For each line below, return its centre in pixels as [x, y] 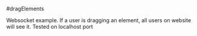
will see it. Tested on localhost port [50, 27]
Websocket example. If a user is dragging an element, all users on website [99, 20]
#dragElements [25, 9]
